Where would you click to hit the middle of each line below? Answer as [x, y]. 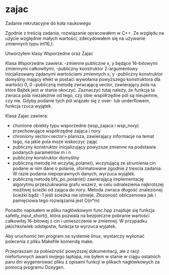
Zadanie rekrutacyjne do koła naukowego [48, 23]
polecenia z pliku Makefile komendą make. [49, 241]
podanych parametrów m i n [42, 152]
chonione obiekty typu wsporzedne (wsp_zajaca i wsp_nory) [76, 125]
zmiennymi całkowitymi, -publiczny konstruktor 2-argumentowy [72, 68]
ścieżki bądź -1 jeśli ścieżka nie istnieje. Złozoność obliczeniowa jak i [84, 195]
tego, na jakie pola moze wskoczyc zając [55, 142]
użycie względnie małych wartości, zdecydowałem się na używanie [75, 38]
